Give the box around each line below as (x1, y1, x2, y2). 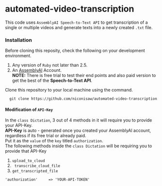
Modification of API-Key (5, 107, 53, 112)
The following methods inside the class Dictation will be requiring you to (5, 143, 152, 149)
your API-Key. (5, 123, 33, 128)
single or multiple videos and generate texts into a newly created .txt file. (5, 24, 153, 30)
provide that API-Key (5, 148, 47, 154)
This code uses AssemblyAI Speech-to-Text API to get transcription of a (5, 19, 148, 25)
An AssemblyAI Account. (12, 67, 62, 73)
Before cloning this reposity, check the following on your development (5, 47, 146, 54)
